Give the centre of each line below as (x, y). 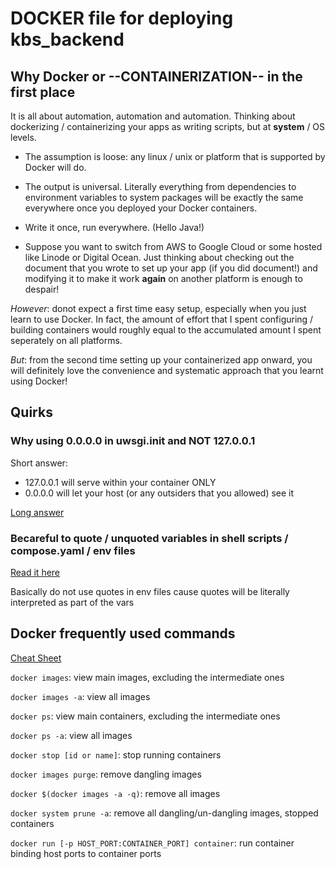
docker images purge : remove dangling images (106, 774)
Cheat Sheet (36, 658)
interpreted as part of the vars (72, 602)
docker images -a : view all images (80, 696)
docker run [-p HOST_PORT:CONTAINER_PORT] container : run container (152, 843)
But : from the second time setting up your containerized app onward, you (161, 360)
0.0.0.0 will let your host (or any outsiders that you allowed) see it (159, 493)
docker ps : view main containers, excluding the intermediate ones (145, 716)
